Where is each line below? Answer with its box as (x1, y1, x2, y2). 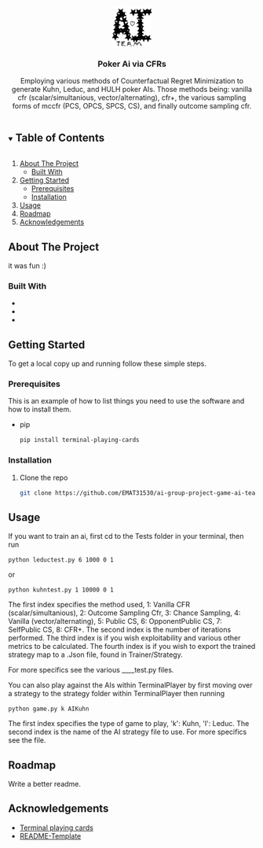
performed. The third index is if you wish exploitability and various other (8, 633, 241, 643)
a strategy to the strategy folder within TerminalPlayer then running (8, 689, 225, 699)
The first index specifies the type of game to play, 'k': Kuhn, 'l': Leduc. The (8, 719, 250, 728)
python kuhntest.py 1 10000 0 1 (8, 586, 114, 594)
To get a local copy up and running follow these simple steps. (8, 359, 206, 368)
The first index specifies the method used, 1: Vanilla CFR (8, 600, 191, 610)
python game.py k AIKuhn (8, 705, 89, 713)
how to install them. (8, 404, 72, 415)
